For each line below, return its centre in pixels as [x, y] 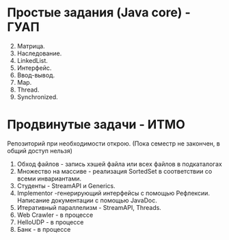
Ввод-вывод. [36, 75]
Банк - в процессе [44, 229]
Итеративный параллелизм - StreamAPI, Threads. [89, 207]
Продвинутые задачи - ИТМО [96, 125]
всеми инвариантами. [49, 178]
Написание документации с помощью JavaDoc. [87, 200]
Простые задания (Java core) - [99, 13]
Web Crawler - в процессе [55, 215]
